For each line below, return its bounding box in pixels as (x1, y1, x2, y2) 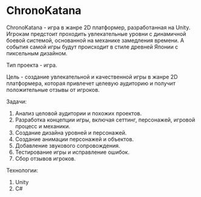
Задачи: (6, 98, 27, 105)
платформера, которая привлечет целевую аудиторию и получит (6, 80, 176, 87)
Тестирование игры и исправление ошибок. (15, 148, 130, 156)
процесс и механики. (15, 122, 71, 130)
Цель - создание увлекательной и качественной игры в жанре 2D (6, 73, 178, 80)
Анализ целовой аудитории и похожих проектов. (15, 109, 142, 117)
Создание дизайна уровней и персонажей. (15, 129, 127, 136)
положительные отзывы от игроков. (6, 86, 100, 93)
